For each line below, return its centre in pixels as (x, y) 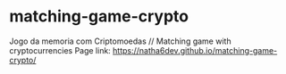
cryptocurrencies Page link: (60, 50)
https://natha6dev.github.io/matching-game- (195, 50)
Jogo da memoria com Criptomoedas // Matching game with (120, 41)
